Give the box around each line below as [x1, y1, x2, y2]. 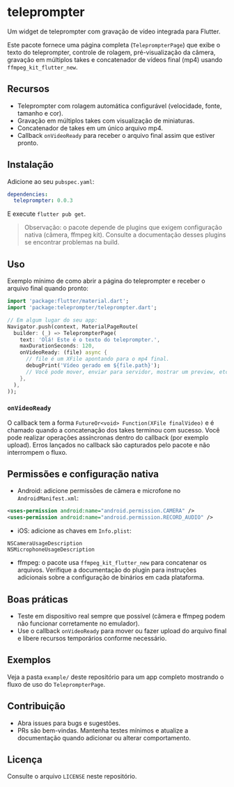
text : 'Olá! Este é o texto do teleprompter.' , [19, 336, 160, 343]
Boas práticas [7, 593, 68, 605]
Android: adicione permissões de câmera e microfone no [17, 487, 181, 495]
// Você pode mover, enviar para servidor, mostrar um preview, [25, 368, 217, 375]
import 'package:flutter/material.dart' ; [7, 297, 130, 305]
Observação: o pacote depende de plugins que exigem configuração [24, 224, 223, 232]
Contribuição [7, 701, 66, 712]
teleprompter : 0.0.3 [13, 197, 73, 204]
